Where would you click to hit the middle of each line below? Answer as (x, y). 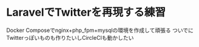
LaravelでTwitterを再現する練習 (86, 12)
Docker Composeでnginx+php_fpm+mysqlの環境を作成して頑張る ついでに (100, 30)
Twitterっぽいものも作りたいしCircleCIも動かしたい (70, 37)
